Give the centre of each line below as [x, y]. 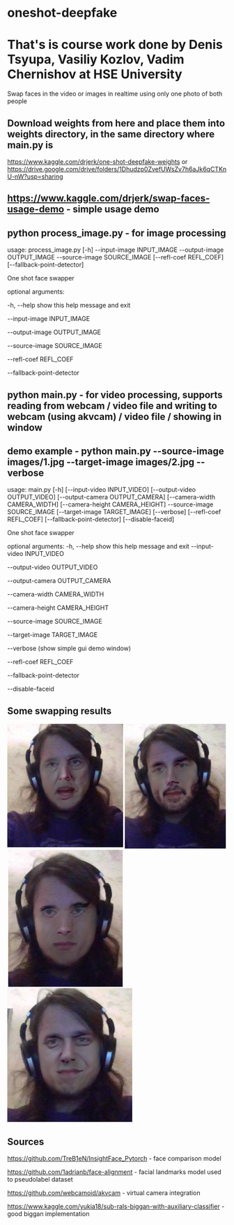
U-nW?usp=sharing [36, 176]
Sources [26, 1142]
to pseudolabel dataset [40, 1179]
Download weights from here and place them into [116, 123]
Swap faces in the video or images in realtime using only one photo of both [115, 94]
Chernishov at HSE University [95, 74]
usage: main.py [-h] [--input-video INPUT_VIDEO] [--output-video [102, 490]
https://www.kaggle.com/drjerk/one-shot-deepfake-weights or [97, 161]
